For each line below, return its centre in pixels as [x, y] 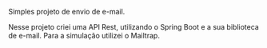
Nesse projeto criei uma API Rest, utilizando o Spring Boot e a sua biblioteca [134, 27]
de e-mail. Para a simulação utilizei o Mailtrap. [84, 36]
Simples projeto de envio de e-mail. [67, 12]
